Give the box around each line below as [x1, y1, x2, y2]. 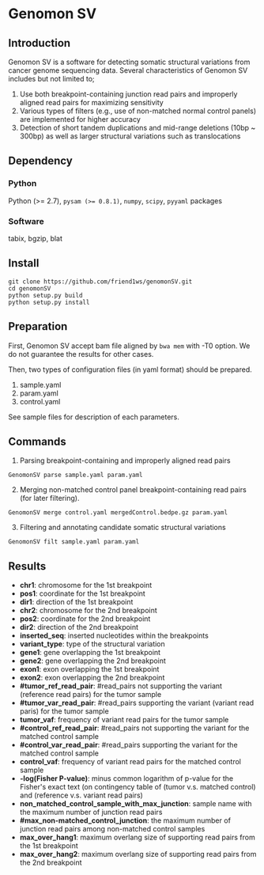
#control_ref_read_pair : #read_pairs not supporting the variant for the [19, 723, 250, 733]
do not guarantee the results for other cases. [8, 349, 154, 358]
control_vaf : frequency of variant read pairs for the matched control [19, 757, 241, 767]
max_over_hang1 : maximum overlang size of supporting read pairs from [19, 832, 255, 843]
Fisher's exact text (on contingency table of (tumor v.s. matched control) [19, 782, 256, 792]
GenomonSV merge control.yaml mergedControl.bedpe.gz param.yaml [8, 509, 228, 517]
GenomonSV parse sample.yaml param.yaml [8, 472, 144, 479]
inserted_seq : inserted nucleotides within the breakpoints [19, 631, 209, 641]
